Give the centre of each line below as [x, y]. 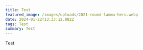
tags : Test [17, 24]
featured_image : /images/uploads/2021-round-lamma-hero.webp [72, 15]
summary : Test [20, 29]
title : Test [18, 10]
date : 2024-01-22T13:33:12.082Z [40, 19]
